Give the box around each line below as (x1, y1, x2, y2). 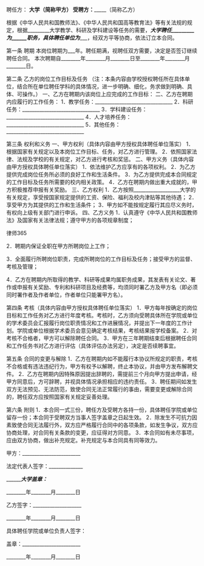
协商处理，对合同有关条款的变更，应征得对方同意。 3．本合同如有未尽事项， (6, 429, 197, 436)
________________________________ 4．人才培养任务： (6, 113, 132, 121)
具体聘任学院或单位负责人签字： (6, 527, 86, 534)
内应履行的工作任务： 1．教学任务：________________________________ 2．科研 (6, 98, 194, 105)
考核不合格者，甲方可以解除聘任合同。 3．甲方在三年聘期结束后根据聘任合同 (6, 334, 197, 342)
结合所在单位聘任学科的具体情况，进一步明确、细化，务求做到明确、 (16, 83, 187, 90)
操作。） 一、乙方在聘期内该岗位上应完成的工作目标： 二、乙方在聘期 (22, 91, 193, 97)
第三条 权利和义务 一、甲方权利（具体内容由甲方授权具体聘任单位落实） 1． (6, 140, 194, 147)
